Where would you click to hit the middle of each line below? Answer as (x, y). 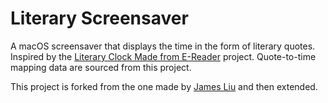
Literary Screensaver (99, 18)
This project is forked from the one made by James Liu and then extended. (164, 86)
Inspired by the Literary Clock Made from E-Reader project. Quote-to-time (163, 56)
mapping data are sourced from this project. (101, 67)
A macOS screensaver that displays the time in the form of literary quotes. (163, 46)
